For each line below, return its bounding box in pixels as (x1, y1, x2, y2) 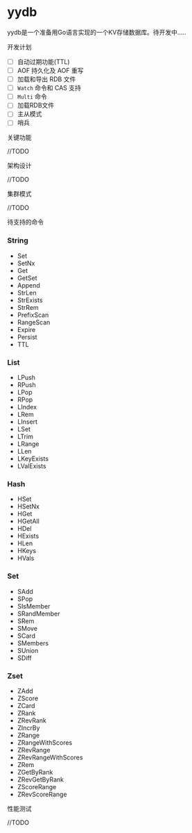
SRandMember (17, 609, 60, 618)
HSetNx (17, 502, 40, 511)
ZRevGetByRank (17, 775, 64, 784)
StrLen (17, 288, 37, 297)
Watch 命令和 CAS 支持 (17, 84, 81, 92)
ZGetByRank (17, 768, 53, 776)
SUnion (17, 646, 39, 654)
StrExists (17, 296, 43, 304)
